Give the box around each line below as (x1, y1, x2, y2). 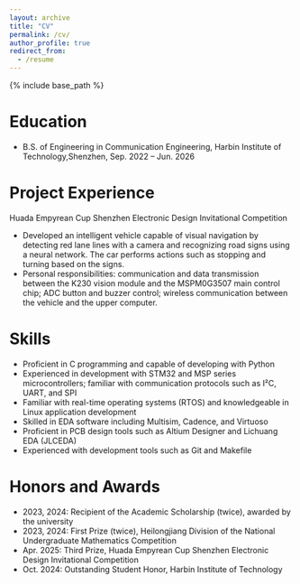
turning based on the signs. (22, 258, 124, 269)
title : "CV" (9, 22, 54, 31)
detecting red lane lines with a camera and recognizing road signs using (22, 239, 290, 250)
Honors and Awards (9, 477, 160, 496)
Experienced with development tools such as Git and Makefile (22, 444, 252, 456)
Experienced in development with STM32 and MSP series (22, 367, 237, 379)
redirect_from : (9, 47, 67, 56)
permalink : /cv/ (9, 30, 70, 39)
